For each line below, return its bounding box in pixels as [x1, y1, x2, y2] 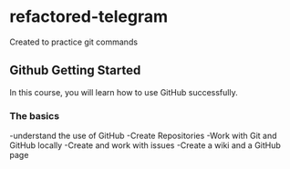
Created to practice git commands [9, 36, 139, 47]
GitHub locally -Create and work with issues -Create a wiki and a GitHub [9, 140, 281, 151]
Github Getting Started [9, 63, 141, 78]
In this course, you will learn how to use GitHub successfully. [9, 86, 239, 97]
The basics [9, 109, 60, 122]
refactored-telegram [9, 6, 169, 27]
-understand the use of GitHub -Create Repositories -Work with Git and [9, 130, 277, 142]
